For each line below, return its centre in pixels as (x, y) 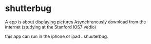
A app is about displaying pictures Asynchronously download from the (75, 22)
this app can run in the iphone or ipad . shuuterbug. (57, 36)
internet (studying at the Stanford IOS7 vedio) (51, 27)
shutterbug (28, 8)
